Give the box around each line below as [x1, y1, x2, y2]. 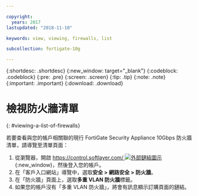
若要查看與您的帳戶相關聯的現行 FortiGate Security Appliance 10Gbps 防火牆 [6, 134, 192, 141]
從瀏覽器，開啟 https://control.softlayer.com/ [14, 154, 124, 161]
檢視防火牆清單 [6, 102, 79, 115]
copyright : [6, 14, 33, 19]
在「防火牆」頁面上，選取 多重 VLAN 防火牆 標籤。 [14, 176, 136, 183]
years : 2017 [11, 19, 41, 25]
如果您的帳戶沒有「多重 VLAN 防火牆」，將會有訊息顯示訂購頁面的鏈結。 [14, 184, 190, 191]
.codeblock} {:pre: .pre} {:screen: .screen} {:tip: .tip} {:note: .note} [6, 74, 166, 81]
